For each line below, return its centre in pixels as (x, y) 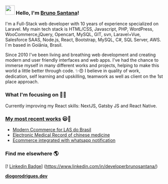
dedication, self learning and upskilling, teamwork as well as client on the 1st (84, 76)
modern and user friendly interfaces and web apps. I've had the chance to (82, 60)
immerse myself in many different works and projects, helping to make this (82, 66)
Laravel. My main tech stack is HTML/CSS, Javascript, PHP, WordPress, (79, 29)
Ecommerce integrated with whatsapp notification (64, 140)
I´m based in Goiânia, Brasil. (34, 45)
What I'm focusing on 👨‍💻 (36, 95)
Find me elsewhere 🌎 (32, 153)
